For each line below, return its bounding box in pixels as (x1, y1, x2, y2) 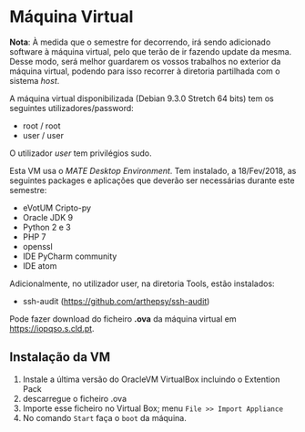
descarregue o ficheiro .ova (22, 393, 127, 404)
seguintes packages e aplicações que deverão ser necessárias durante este (9, 175, 295, 186)
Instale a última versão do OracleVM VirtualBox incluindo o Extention (22, 374, 280, 385)
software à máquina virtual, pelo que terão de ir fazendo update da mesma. (9, 46, 292, 57)
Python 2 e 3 (22, 221, 71, 232)
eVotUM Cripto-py (22, 202, 92, 213)
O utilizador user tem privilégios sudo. (9, 148, 152, 159)
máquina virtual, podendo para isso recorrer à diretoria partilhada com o (9, 66, 280, 77)
